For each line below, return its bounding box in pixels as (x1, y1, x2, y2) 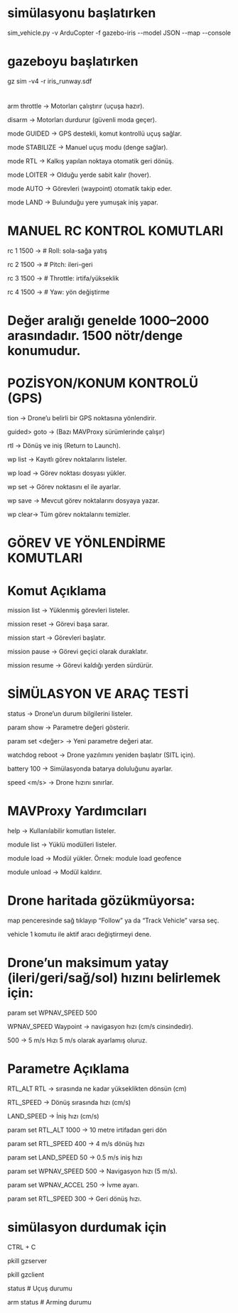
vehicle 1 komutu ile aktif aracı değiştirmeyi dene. (7, 930, 151, 939)
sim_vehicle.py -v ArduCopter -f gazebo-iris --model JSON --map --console (7, 28, 232, 37)
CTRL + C (7, 1243, 36, 1251)
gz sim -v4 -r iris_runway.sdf (7, 77, 92, 85)
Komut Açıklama (7, 582, 107, 599)
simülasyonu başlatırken (7, 5, 156, 21)
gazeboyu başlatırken (7, 53, 139, 70)
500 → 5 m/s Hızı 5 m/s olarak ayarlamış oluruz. (7, 1036, 148, 1045)
